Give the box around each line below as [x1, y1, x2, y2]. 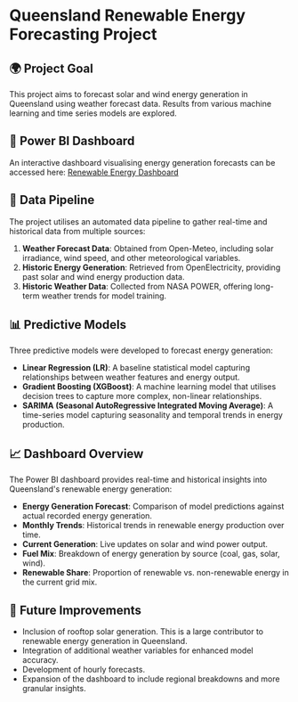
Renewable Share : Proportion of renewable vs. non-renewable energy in [21, 567, 289, 578]
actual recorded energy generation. [21, 510, 153, 521]
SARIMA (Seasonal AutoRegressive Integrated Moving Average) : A [21, 400, 274, 411]
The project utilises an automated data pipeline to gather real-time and [9, 216, 268, 227]
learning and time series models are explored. [9, 108, 178, 118]
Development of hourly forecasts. [21, 665, 145, 675]
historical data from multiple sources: [9, 225, 146, 236]
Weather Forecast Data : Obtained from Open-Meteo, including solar [21, 242, 274, 254]
